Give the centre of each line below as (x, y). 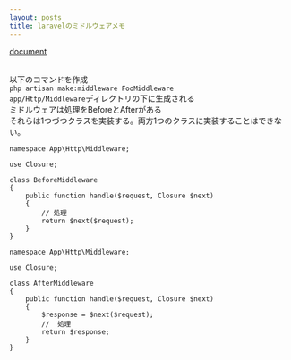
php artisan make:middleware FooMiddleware (92, 88)
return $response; (76, 331)
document (28, 51)
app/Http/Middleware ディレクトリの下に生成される (102, 98)
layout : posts (36, 17)
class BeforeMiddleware (54, 180)
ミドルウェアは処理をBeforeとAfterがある (86, 109)
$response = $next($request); (98, 314)
